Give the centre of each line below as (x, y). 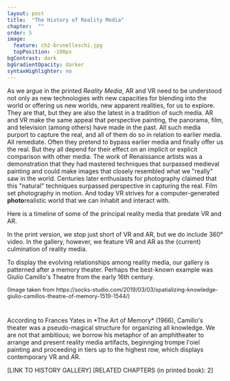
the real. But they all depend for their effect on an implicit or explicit (102, 149)
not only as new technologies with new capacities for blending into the (107, 98)
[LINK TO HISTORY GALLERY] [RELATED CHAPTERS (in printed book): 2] (110, 370)
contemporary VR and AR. (44, 357)
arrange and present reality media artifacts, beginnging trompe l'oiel (104, 342)
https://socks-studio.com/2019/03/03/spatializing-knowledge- (137, 290)
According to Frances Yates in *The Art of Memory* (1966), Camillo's (105, 320)
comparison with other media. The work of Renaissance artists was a (105, 156)
